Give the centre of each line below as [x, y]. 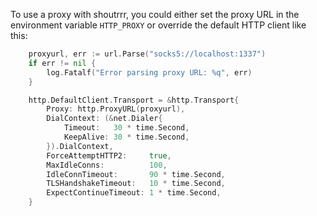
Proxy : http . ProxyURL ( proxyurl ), [116, 109]
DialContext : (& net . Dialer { [104, 119]
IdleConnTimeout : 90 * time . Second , [136, 174]
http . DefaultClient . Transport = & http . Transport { [134, 100]
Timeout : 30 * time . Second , [126, 128]
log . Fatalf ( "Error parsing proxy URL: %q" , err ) [149, 72]
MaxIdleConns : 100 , [107, 165]
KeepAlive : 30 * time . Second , [126, 137]
